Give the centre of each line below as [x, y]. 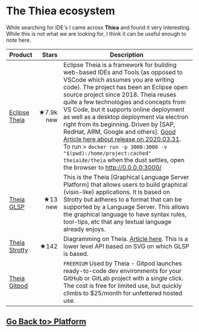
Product [21, 55]
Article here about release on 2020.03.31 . [122, 139]
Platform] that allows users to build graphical [125, 184]
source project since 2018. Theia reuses [120, 95]
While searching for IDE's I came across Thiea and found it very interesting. [99, 27]
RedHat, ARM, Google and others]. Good [119, 131]
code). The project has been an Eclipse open [126, 87]
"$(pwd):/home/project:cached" [107, 153]
